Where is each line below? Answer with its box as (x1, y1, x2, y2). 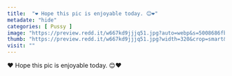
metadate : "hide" (7, 17, 57, 23)
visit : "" (7, 42, 36, 49)
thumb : (7, 36, 26, 43)
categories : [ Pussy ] (7, 23, 72, 30)
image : (7, 29, 26, 37)
